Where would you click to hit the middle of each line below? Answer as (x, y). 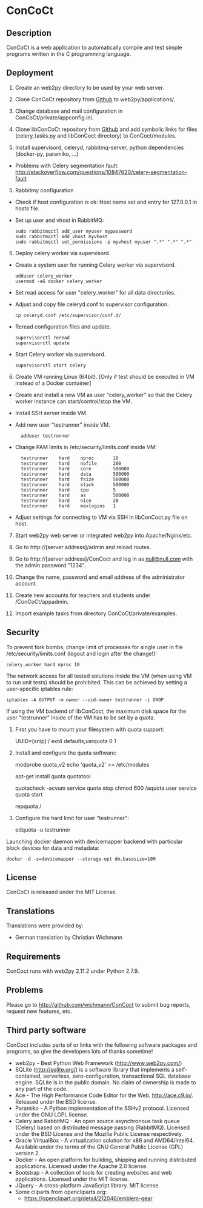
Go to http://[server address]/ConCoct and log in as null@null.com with (104, 559)
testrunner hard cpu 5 (68, 490)
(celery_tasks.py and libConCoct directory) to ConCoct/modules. (96, 135)
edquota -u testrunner (43, 829)
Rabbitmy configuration (44, 190)
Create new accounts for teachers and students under (83, 595)
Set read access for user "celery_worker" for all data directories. (95, 292)
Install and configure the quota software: (66, 753)
